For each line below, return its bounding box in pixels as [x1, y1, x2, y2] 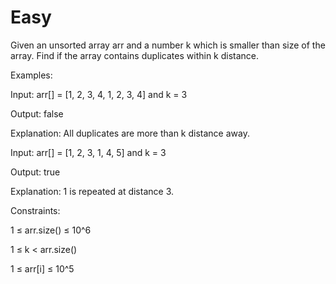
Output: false [10, 107, 64, 120]
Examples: [10, 69, 53, 81]
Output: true [10, 166, 61, 178]
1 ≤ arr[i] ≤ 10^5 [10, 262, 75, 275]
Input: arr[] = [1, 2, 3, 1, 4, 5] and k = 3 [10, 146, 167, 158]
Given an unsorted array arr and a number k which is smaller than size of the [10, 39, 326, 51]
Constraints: [10, 204, 61, 216]
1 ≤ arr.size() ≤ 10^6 [10, 224, 92, 236]
